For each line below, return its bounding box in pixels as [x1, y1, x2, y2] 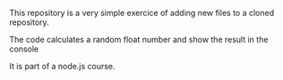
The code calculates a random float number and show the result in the [9, 35, 269, 44]
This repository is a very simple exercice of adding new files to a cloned [9, 8, 275, 18]
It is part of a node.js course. [9, 61, 116, 71]
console [9, 44, 39, 54]
